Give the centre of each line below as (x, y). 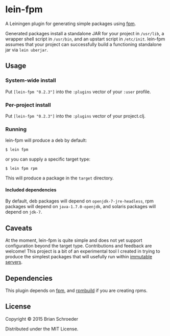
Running (16, 129)
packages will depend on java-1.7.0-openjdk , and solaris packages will (81, 207)
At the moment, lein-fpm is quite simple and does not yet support (74, 240)
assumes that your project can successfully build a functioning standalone (83, 44)
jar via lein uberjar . (27, 50)
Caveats (19, 228)
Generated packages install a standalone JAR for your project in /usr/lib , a (85, 33)
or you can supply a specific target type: (48, 159)
